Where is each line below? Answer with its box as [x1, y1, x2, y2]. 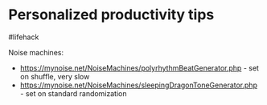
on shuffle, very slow [19, 71, 90, 81]
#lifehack [8, 32, 39, 42]
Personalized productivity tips [8, 6, 215, 24]
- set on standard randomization [19, 88, 127, 98]
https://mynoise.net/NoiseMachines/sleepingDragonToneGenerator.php [19, 80, 257, 90]
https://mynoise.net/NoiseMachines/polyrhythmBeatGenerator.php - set [19, 63, 260, 73]
